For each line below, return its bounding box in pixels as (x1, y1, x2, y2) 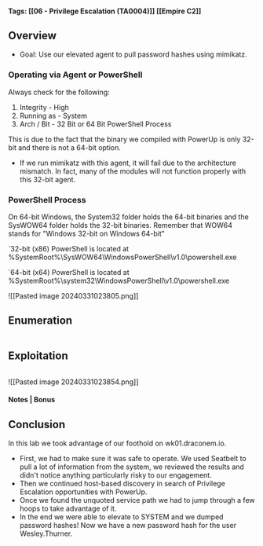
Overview (8, 28, 57, 42)
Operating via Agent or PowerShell (8, 69, 143, 80)
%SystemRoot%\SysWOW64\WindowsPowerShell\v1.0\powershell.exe (8, 252, 237, 262)
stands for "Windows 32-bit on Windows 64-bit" (8, 229, 165, 238)
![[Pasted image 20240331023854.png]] (8, 377, 139, 387)
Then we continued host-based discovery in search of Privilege (19, 479, 225, 489)
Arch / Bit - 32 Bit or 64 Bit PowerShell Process (19, 119, 172, 129)
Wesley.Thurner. (19, 529, 73, 538)
